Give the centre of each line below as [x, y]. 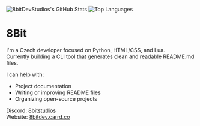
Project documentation [43, 86]
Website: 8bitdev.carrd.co [38, 116]
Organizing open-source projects [56, 98]
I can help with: [25, 74]
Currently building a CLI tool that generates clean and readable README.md [100, 56]
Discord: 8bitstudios [31, 110]
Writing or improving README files [58, 92]
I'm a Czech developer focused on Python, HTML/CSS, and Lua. [86, 50]
